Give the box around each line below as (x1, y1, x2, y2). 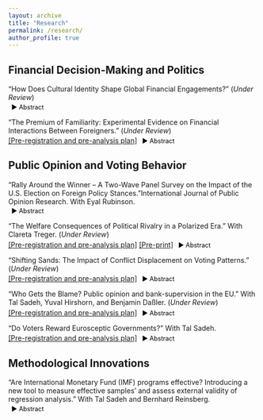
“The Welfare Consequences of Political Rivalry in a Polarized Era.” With (8, 222, 243, 231)
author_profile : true (8, 33, 80, 42)
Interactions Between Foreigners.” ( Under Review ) (8, 125, 172, 135)
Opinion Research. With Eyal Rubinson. (8, 196, 135, 206)
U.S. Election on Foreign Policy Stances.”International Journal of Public (8, 188, 239, 198)
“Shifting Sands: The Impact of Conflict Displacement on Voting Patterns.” (8, 255, 250, 264)
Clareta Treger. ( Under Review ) (8, 229, 109, 239)
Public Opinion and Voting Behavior (8, 159, 187, 172)
